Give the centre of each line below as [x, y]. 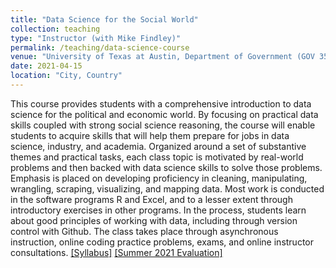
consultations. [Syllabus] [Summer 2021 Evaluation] [116, 252]
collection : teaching [55, 29]
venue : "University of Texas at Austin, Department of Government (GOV [162, 57]
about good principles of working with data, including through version [154, 220]
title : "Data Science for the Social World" [104, 19]
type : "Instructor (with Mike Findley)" [96, 38]
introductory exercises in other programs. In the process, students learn [158, 210]
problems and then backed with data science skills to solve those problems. [166, 167]
